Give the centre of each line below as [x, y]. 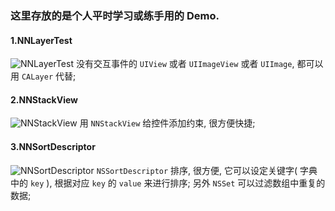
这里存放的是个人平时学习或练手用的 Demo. [115, 15]
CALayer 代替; [49, 76]
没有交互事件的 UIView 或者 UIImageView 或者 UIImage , [185, 64]
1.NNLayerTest [41, 40]
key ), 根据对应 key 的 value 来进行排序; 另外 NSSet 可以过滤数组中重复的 [177, 183]
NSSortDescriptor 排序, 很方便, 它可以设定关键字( [197, 170]
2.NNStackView [44, 99]
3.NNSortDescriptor [53, 146]
